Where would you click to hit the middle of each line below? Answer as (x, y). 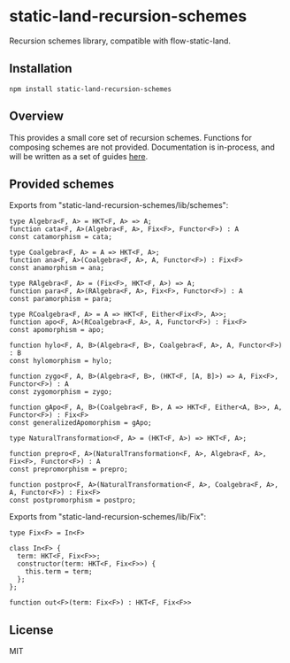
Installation (41, 69)
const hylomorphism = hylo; (61, 361)
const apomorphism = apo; (57, 330)
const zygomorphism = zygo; (61, 392)
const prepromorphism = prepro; (69, 470)
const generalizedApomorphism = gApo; (80, 423)
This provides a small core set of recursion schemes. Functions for (130, 137)
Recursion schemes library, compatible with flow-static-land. (120, 41)
